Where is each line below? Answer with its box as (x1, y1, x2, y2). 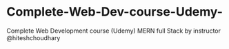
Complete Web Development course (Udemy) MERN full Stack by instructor (6, 27, 221, 35)
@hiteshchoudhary (6, 33, 61, 42)
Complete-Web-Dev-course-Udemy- (6, 4, 223, 20)
